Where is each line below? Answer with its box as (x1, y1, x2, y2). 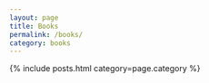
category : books (9, 38, 71, 48)
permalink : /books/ (9, 30, 84, 39)
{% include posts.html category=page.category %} (9, 63, 201, 74)
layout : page (9, 13, 59, 23)
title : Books (9, 22, 59, 31)
